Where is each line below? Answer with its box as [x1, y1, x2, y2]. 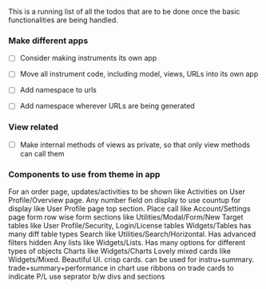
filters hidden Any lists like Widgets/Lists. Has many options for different [8, 238, 246, 247]
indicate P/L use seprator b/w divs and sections [8, 271, 165, 282]
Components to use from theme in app [8, 168, 161, 180]
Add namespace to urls [19, 85, 97, 95]
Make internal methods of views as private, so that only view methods [19, 140, 250, 149]
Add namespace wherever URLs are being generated [19, 101, 196, 111]
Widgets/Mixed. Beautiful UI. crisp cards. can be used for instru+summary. [8, 255, 254, 264]
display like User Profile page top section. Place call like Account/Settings [8, 204, 251, 214]
